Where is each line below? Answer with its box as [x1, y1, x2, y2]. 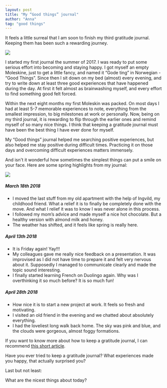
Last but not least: [5, 368, 42, 374]
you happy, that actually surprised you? [5, 358, 86, 364]
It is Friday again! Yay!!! [12, 246, 60, 252]
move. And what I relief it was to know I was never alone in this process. [12, 206, 160, 212]
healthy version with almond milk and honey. [12, 217, 104, 223]
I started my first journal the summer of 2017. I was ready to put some [5, 59, 148, 65]
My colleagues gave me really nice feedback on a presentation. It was [12, 251, 156, 257]
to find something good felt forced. [5, 91, 77, 97]
